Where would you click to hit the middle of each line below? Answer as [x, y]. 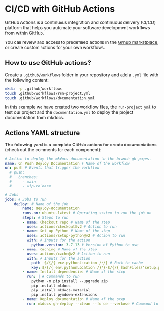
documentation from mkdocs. [35, 118]
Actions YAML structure [42, 133]
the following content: [27, 80]
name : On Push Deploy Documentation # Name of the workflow [68, 164]
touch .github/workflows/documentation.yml [50, 98]
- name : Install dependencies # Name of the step [74, 272]
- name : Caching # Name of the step [60, 249]
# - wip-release [30, 186]
